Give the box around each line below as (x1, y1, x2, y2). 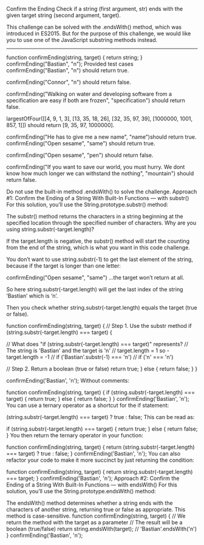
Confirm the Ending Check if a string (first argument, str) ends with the (6, 5, 183, 12)
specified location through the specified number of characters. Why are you (6, 219, 196, 226)
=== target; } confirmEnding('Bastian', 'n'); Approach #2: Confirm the (6, 474, 180, 482)
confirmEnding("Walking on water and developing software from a (6, 91, 172, 97)
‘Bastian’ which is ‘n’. (6, 292, 58, 299)
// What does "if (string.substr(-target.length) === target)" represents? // (6, 341, 188, 347)
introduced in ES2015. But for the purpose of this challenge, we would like (6, 30, 191, 37)
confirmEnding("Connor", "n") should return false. (6, 78, 132, 86)
